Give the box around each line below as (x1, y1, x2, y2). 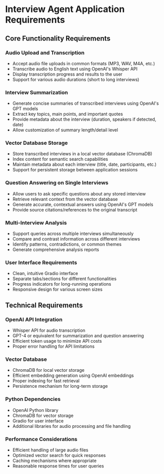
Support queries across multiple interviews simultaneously (12, 230, 134, 236)
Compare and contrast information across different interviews (12, 236, 140, 242)
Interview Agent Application (5, 4, 125, 15)
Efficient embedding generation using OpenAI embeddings (12, 372, 134, 379)
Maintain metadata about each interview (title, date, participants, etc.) (12, 161, 157, 167)
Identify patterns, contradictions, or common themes (12, 242, 122, 248)
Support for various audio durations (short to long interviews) (12, 76, 139, 82)
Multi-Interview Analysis (5, 219, 67, 226)
